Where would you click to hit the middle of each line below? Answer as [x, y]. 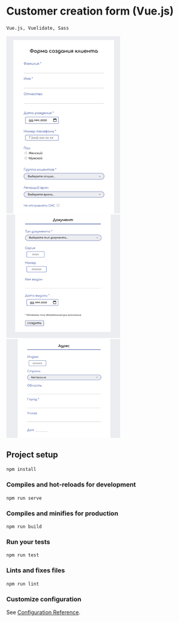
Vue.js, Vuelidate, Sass [38, 28]
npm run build [24, 527]
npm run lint [23, 584]
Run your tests [28, 542]
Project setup [32, 455]
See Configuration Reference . [43, 612]
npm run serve [24, 498]
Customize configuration [44, 599]
